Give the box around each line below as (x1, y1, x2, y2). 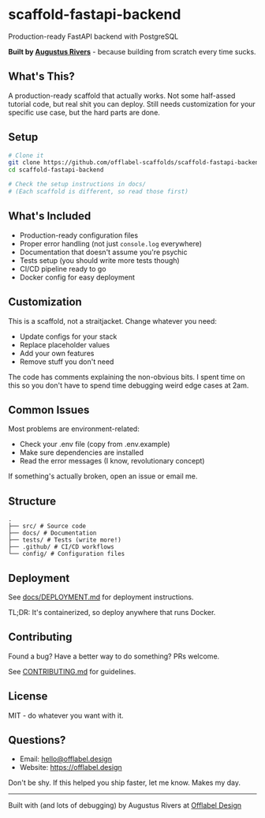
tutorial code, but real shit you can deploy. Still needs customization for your (8, 99, 256, 108)
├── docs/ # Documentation (8, 529, 97, 538)
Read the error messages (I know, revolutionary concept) (19, 456, 205, 466)
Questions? (8, 734, 66, 747)
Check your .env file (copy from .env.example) (19, 440, 171, 449)
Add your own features (19, 348, 95, 358)
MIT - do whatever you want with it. (8, 711, 124, 720)
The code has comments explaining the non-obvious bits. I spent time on (8, 372, 245, 381)
